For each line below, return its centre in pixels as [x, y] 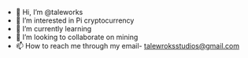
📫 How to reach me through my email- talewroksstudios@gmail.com [128, 46]
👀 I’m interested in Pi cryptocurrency [75, 20]
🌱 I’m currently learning [54, 29]
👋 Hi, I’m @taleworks [49, 12]
